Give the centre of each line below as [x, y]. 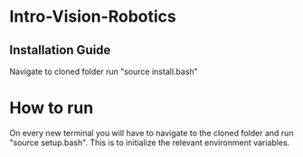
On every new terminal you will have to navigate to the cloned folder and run [151, 133]
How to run [52, 108]
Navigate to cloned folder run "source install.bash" [104, 71]
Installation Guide [60, 50]
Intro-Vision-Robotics [93, 17]
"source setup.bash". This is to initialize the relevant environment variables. [150, 143]
